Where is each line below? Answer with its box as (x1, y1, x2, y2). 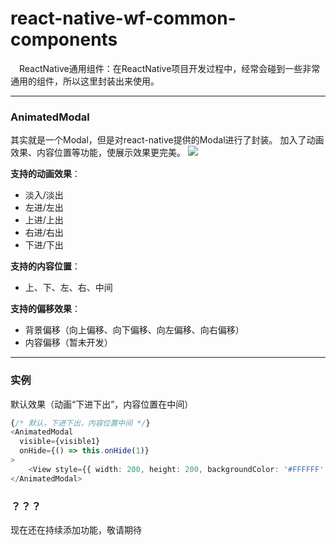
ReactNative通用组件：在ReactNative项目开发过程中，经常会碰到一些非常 (19, 62, 321, 74)
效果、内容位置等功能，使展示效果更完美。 (10, 147, 186, 159)
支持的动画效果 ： (10, 168, 81, 180)
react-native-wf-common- (10, 7, 237, 30)
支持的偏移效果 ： (10, 303, 81, 315)
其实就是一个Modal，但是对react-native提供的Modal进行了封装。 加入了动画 (10, 134, 325, 146)
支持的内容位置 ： (10, 260, 81, 272)
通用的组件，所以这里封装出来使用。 (10, 75, 160, 87)
